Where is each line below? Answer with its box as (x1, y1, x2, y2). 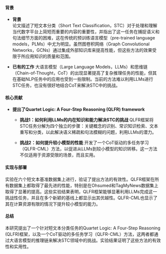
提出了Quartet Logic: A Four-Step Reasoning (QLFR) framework (12, 107, 145, 112)
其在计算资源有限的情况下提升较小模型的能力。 (5, 201, 100, 207)
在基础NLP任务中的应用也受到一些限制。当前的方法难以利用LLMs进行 (12, 76, 154, 82)
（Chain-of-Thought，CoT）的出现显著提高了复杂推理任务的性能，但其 (12, 70, 157, 76)
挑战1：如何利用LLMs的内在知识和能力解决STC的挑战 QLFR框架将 (19, 117, 154, 123)
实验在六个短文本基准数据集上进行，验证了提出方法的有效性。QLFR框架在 (5, 176, 155, 182)
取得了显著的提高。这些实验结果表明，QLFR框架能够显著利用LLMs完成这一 (5, 188, 157, 194)
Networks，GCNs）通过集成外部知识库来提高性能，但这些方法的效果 (12, 47, 153, 53)
